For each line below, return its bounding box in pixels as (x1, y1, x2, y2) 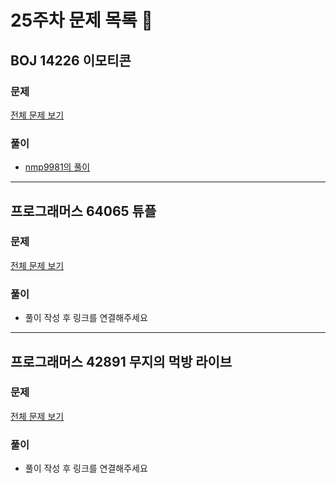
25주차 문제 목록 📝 (10, 9, 153, 32)
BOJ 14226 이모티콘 (10, 52, 132, 69)
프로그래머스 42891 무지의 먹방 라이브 (10, 353, 233, 370)
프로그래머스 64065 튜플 (10, 202, 157, 220)
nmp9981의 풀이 (24, 161, 91, 173)
